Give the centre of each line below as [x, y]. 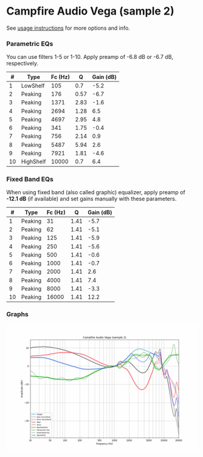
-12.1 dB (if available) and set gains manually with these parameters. [91, 199]
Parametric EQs [30, 44]
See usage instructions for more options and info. [68, 28]
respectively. [22, 63]
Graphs [17, 314]
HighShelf [33, 161]
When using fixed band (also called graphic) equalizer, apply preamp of [96, 192]
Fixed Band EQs [30, 179]
